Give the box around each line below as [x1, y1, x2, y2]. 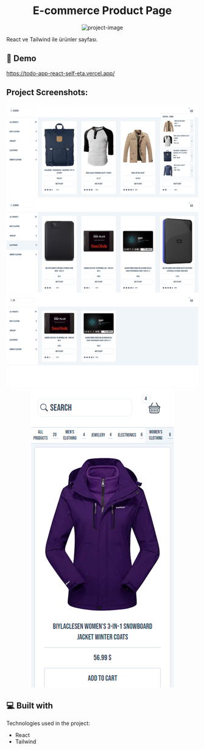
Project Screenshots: [6, 87, 88, 98]
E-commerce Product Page [32, 4, 172, 18]
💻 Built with [6, 700, 54, 711]
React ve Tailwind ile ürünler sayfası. [6, 35, 98, 43]
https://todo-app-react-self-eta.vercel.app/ [6, 70, 115, 77]
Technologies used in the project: [6, 719, 90, 727]
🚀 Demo [6, 53, 37, 64]
